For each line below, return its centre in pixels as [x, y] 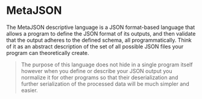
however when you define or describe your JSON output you [96, 71]
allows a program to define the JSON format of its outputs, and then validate [101, 33]
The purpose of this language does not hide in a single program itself [107, 65]
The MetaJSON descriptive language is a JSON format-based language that [101, 27]
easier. [29, 90]
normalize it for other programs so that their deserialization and [99, 77]
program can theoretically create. [48, 53]
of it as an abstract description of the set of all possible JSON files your [95, 46]
